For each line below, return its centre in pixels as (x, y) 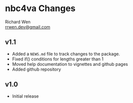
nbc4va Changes (40, 8)
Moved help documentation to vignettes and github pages (70, 64)
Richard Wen (18, 22)
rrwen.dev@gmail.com (28, 27)
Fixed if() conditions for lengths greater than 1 (58, 59)
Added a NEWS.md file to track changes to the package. (66, 54)
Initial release (25, 96)
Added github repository (37, 69)
